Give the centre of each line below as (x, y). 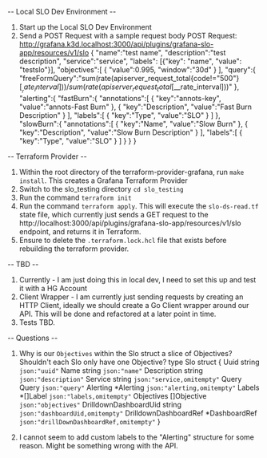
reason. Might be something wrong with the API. (99, 446)
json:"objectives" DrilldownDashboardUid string (100, 405)
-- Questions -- (33, 338)
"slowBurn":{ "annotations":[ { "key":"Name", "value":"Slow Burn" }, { (133, 124)
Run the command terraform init (76, 198)
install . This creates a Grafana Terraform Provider (104, 180)
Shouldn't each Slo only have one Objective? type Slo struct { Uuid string (139, 362)
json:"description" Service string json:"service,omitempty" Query (130, 379)
